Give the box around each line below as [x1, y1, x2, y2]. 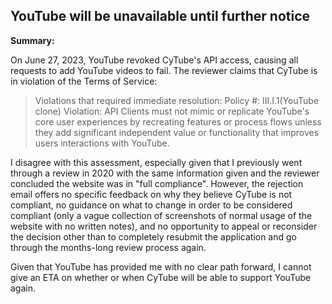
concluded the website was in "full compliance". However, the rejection [10, 177, 304, 189]
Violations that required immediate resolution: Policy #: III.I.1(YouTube [34, 94, 320, 106]
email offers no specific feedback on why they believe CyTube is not [10, 188, 293, 200]
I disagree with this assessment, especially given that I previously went [10, 156, 303, 168]
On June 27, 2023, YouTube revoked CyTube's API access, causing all [10, 54, 299, 66]
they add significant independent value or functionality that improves [34, 126, 320, 138]
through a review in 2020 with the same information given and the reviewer [10, 167, 320, 179]
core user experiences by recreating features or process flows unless [34, 115, 322, 128]
